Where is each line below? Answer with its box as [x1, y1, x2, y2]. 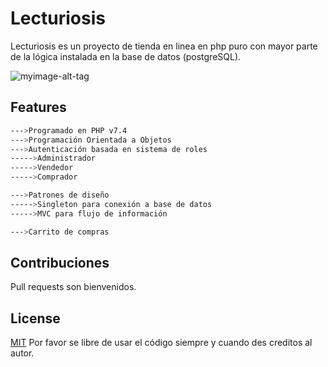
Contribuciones [10, 254, 110, 271]
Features [10, 99, 67, 116]
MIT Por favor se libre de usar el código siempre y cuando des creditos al [10, 337, 313, 349]
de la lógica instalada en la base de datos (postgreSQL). [10, 50, 242, 62]
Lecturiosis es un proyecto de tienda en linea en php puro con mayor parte [10, 40, 318, 52]
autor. [10, 347, 35, 359]
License [10, 310, 61, 327]
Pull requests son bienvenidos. [10, 281, 137, 293]
